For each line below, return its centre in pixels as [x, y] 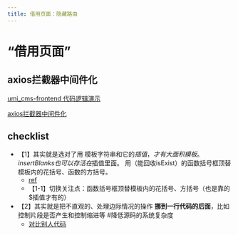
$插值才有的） [49, 197]
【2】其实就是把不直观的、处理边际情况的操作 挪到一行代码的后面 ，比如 [124, 207]
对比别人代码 [47, 224]
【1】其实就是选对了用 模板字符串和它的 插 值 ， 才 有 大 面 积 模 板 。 [110, 155]
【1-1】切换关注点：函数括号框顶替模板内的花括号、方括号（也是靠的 [129, 189]
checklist [29, 136]
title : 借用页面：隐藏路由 [43, 14]
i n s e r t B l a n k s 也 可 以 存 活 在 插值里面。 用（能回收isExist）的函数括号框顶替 [124, 163]
